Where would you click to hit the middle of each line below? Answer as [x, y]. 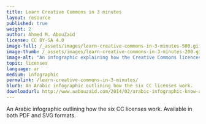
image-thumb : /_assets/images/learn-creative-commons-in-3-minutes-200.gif [105, 52]
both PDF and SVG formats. [41, 115]
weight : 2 [19, 29]
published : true [27, 23]
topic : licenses [27, 63]
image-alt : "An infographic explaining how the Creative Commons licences [104, 57]
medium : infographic [33, 75]
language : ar [23, 69]
